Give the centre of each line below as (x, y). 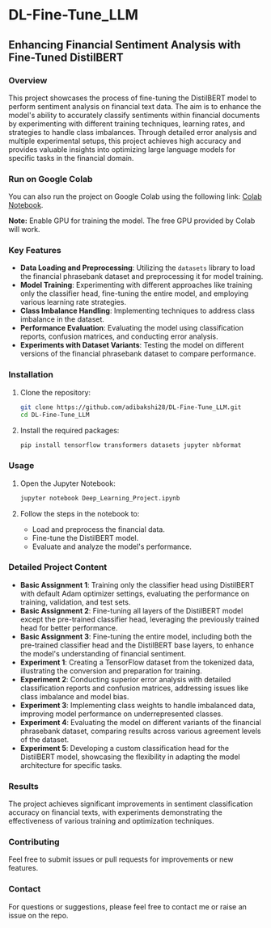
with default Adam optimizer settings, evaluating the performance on (135, 593)
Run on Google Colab (51, 179)
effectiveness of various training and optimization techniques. (111, 821)
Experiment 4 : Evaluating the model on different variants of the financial (140, 722)
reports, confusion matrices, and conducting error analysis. (119, 336)
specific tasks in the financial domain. (71, 158)
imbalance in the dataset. (62, 319)
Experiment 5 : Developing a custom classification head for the (124, 748)
